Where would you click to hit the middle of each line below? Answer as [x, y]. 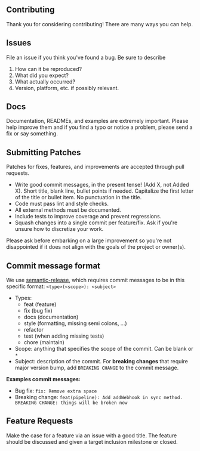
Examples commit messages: [43, 379]
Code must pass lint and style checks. [62, 204]
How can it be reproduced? [48, 69]
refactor [33, 330]
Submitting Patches [44, 152]
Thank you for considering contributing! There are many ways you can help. [99, 24]
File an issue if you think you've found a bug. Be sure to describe [86, 57]
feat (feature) [40, 304]
